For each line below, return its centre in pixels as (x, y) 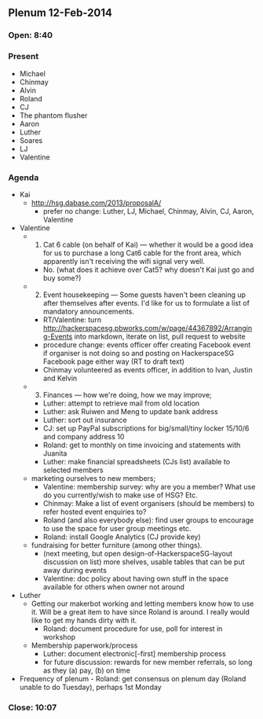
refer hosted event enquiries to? (95, 512)
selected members (73, 470)
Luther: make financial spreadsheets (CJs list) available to (136, 461)
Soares (31, 140)
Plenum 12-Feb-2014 (60, 13)
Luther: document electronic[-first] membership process (134, 653)
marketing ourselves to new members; (93, 478)
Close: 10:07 (33, 707)
